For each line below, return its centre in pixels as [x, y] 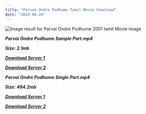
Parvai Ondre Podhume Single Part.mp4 [48, 77]
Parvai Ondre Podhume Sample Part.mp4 [49, 38]
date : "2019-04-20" [25, 14]
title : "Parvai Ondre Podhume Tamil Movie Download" [61, 10]
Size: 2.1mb [17, 48]
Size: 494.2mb [21, 87]
